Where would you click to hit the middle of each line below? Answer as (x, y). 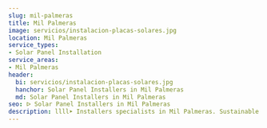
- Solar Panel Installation (55, 52)
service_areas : (34, 60)
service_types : (34, 45)
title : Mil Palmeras (43, 23)
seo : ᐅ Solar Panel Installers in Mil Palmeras (90, 104)
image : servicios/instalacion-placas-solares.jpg (93, 30)
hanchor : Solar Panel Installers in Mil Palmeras (100, 89)
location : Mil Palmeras (48, 38)
